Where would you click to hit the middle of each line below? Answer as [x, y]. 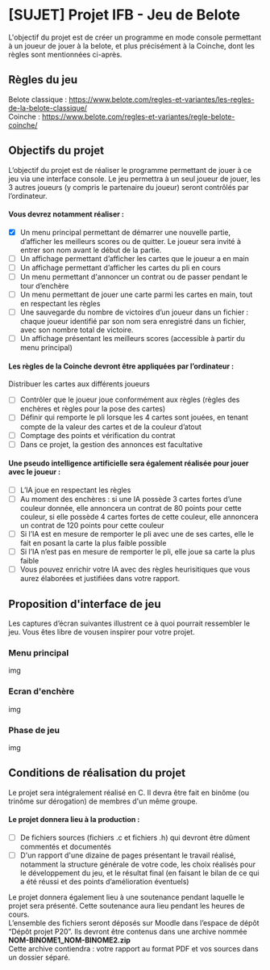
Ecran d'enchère [42, 691]
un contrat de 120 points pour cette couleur [92, 525]
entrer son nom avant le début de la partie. [91, 250]
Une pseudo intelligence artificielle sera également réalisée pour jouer [129, 463]
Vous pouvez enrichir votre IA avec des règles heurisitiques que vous [135, 569]
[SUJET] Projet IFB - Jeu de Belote [124, 15]
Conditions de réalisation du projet [97, 773]
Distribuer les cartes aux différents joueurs [79, 384]
